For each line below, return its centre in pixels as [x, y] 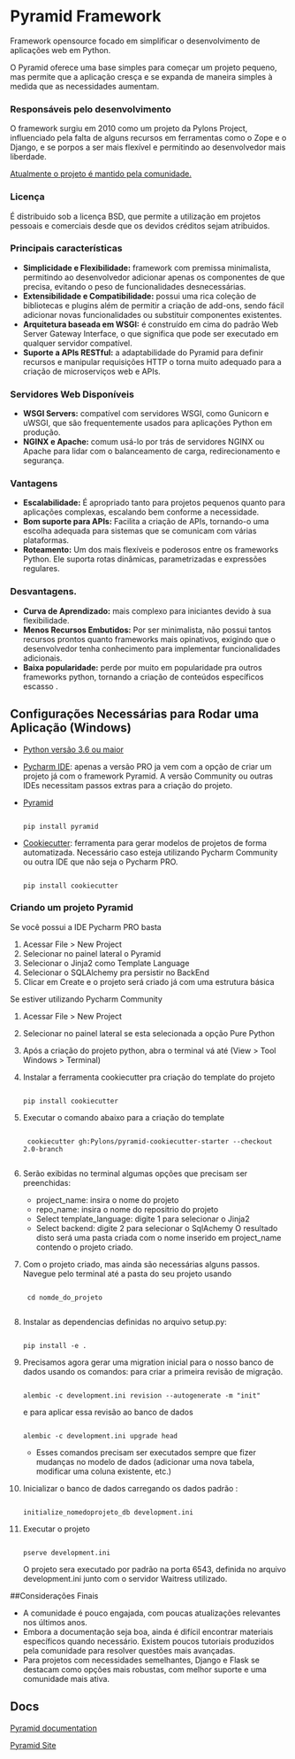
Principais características [66, 248]
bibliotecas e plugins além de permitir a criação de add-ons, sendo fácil [153, 305]
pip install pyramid [61, 826]
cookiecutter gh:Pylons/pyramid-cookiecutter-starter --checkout [150, 1141]
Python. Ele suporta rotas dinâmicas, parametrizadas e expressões [145, 559]
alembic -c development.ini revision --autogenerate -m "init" [142, 1395]
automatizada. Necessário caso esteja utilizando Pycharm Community [150, 852]
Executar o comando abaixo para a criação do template [123, 1117]
